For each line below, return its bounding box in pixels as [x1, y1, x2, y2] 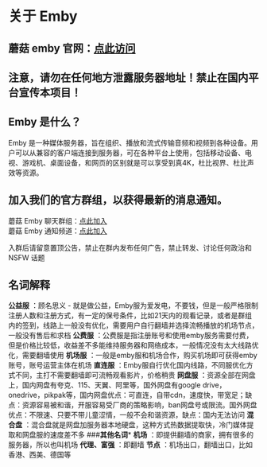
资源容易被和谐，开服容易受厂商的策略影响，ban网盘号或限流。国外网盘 [21, 400, 257, 410]
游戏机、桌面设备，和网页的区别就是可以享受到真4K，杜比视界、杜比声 [21, 158, 254, 167]
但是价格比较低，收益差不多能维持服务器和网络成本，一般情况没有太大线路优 [8, 341, 259, 350]
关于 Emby [8, 7, 78, 25]
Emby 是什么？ [8, 115, 82, 129]
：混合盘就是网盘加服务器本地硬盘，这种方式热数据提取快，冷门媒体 [23, 420, 247, 430]
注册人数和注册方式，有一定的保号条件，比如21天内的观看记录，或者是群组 [8, 311, 253, 321]
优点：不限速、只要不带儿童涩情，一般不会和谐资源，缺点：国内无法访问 [8, 411, 245, 420]
